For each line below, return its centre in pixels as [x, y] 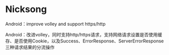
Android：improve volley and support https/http [55, 24]
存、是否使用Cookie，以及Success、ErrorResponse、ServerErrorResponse [85, 41]
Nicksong [26, 9]
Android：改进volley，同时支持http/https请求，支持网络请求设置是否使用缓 [84, 34]
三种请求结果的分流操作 [30, 47]
